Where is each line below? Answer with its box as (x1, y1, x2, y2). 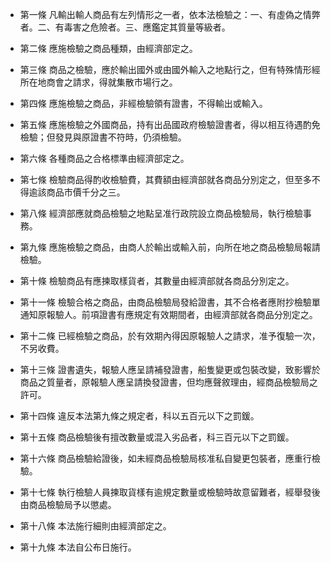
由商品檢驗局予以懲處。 (19, 499, 117, 510)
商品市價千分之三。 (46, 186, 126, 198)
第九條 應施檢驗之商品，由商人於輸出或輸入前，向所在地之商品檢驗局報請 (19, 241, 321, 253)
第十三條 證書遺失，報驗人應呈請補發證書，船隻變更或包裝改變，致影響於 (19, 364, 321, 375)
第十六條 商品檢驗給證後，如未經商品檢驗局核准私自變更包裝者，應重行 (19, 453, 312, 464)
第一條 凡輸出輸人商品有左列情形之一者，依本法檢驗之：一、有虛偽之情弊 (19, 9, 321, 20)
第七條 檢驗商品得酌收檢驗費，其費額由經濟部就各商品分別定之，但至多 (19, 174, 312, 185)
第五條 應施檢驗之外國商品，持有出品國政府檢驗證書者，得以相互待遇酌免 (19, 119, 321, 130)
